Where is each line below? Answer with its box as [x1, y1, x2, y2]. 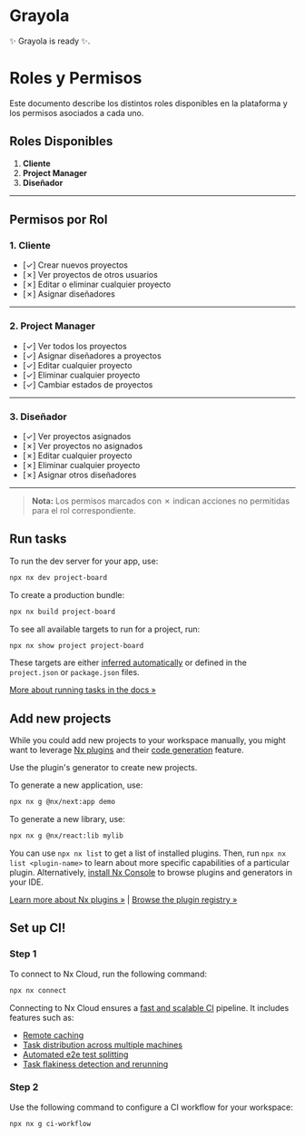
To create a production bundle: [9, 589, 125, 600]
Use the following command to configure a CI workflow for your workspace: [9, 1102, 293, 1112]
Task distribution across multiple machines [22, 1039, 183, 1050]
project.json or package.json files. [9, 667, 140, 678]
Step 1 [9, 947, 37, 960]
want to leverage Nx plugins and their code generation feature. [9, 745, 244, 756]
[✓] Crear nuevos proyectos [22, 260, 129, 270]
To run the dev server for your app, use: [9, 555, 159, 566]
